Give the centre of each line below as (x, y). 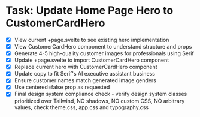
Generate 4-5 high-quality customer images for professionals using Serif (104, 53)
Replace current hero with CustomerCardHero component (86, 67)
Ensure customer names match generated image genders (85, 80)
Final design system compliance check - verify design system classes (101, 94)
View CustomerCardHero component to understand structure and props (103, 46)
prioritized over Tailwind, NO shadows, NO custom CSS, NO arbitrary (99, 101)
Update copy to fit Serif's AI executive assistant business (84, 74)
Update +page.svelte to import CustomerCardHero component (92, 60)
